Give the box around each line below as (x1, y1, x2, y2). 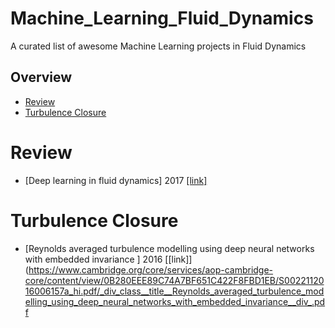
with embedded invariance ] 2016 (24, 253, 163, 265)
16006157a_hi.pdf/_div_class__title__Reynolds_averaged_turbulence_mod (24, 285, 325, 297)
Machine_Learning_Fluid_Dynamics (10, 7, 314, 30)
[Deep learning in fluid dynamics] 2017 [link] (24, 174, 208, 186)
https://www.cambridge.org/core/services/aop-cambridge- (28, 263, 274, 276)
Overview (10, 69, 73, 86)
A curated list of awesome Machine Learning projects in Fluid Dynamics (10, 40, 307, 52)
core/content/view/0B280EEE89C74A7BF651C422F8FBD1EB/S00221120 (24, 274, 325, 286)
